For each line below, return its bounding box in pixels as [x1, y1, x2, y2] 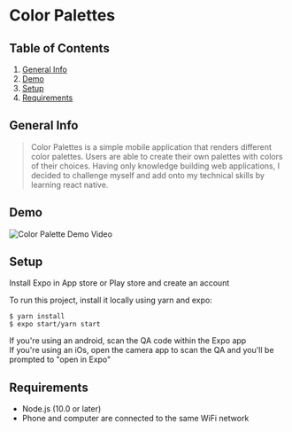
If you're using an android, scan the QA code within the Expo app [9, 335, 247, 346]
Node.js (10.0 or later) [21, 404, 102, 414]
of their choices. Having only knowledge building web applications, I [30, 161, 280, 171]
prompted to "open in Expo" [9, 354, 111, 365]
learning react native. [30, 179, 109, 190]
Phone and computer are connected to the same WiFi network [21, 413, 250, 424]
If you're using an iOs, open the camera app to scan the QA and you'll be [9, 345, 274, 356]
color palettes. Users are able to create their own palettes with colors [30, 151, 283, 161]
